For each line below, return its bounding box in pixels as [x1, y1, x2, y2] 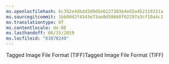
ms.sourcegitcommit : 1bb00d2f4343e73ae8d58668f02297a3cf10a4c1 [6, 14, 164, 20]
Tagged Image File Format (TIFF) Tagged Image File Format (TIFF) [6, 52, 164, 58]
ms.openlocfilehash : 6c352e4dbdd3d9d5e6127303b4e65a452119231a [6, 8, 164, 15]
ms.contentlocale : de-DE [6, 24, 67, 31]
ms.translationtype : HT [6, 19, 64, 25]
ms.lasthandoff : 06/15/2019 [6, 30, 75, 36]
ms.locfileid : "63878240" [6, 35, 69, 41]
